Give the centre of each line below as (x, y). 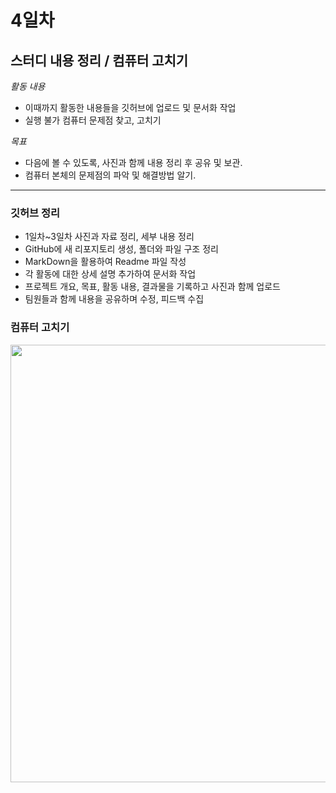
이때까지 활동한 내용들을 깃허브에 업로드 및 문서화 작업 (130, 107)
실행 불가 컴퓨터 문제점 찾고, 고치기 (93, 120)
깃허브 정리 (35, 213)
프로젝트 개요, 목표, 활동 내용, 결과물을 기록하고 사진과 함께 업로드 (152, 287)
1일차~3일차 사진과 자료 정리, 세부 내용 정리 (109, 237)
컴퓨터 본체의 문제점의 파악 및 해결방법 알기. (110, 175)
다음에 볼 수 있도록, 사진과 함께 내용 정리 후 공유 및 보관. (133, 162)
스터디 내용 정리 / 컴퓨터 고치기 (99, 60)
